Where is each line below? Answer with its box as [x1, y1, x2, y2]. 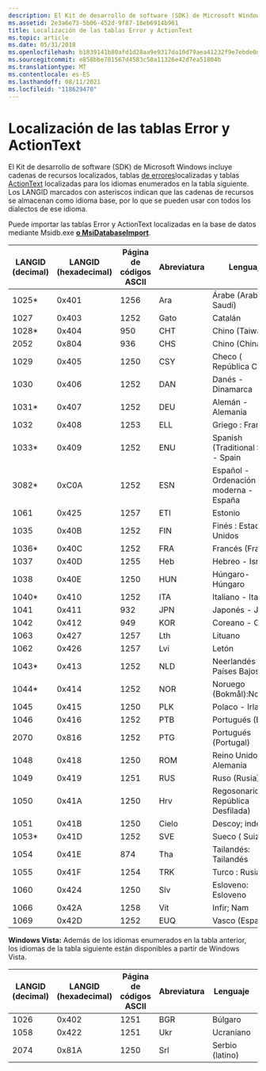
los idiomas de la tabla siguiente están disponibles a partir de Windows [8, 944, 240, 954]
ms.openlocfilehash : [8, 48, 77, 56]
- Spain [212, 452, 241, 463]
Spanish [212, 432, 243, 443]
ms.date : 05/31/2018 [8, 41, 77, 49]
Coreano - [212, 617, 252, 629]
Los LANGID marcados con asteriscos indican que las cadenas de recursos [8, 188, 254, 197]
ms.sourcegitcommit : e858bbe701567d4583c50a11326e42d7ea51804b [8, 56, 222, 64]
